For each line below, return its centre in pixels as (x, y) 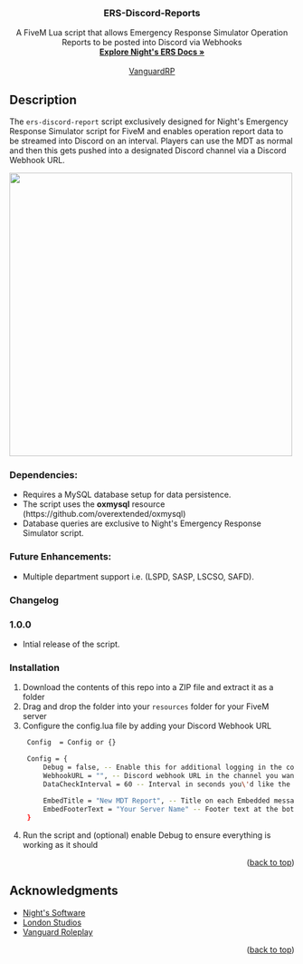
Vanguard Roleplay (57, 931)
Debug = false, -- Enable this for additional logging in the (162, 767)
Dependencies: (44, 475)
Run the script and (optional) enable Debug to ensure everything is (147, 835)
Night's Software (54, 912)
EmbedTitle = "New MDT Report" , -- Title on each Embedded (156, 801)
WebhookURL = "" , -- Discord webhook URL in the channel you (161, 775)
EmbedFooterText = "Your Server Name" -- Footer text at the (161, 810)
